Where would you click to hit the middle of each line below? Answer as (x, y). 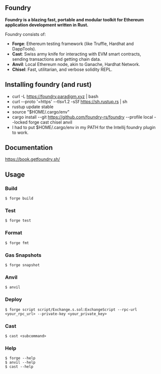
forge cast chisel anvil (51, 122)
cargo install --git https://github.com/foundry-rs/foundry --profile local (82, 117)
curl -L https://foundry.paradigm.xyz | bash (55, 96)
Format (14, 233)
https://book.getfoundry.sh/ (33, 159)
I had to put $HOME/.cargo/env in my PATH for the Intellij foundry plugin (84, 127)
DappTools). (24, 49)
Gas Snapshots (23, 255)
